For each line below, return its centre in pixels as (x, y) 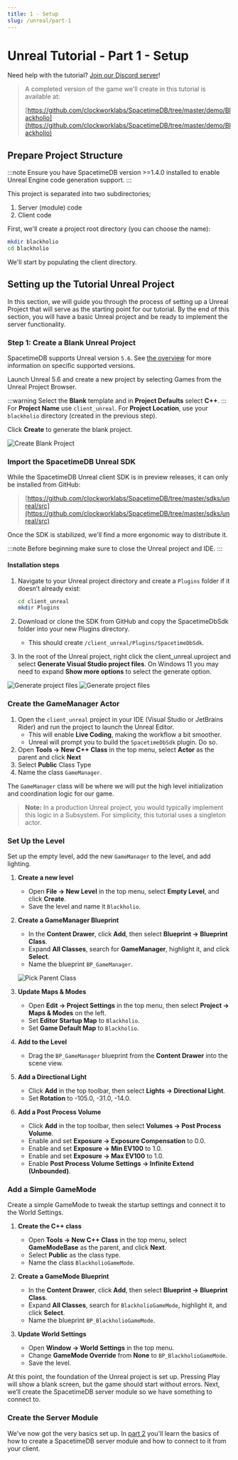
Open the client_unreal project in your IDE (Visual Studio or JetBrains (120, 719)
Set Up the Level (36, 840)
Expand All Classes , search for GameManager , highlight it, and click (129, 948)
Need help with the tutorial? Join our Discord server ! (84, 75)
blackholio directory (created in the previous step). (82, 416)
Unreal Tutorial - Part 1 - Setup (98, 56)
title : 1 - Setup (33, 14)
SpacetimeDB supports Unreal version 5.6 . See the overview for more (109, 358)
